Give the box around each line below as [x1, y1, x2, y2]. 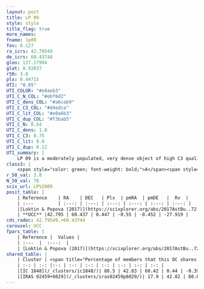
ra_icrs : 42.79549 [6, 48, 53, 55]
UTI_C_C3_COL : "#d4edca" [6, 104, 69, 111]
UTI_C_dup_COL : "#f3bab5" [6, 116, 72, 122]
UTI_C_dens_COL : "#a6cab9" [6, 99, 75, 105]
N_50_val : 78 [6, 178, 39, 184]
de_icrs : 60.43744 [6, 54, 53, 60]
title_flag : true [6, 25, 50, 32]
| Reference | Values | [17, 234, 80, 240]
